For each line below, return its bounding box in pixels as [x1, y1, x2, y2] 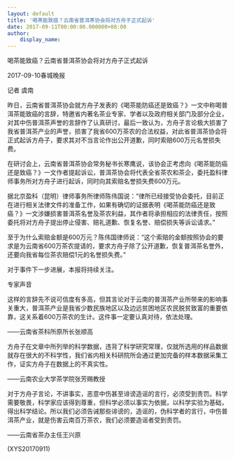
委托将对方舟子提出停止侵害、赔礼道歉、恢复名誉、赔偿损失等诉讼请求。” [7, 218, 215, 227]
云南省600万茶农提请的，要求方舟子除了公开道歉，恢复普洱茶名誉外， [25, 242, 227, 250]
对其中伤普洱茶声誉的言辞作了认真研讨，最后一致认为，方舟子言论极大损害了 [7, 118, 228, 127]
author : [7, 29, 30, 37]
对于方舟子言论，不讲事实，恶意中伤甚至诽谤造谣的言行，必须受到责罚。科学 [7, 390, 228, 398]
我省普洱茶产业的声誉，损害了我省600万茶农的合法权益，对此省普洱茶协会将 [7, 127, 227, 136]
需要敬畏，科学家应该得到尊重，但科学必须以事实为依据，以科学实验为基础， [7, 398, 228, 407]
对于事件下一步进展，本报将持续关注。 [7, 265, 117, 274]
